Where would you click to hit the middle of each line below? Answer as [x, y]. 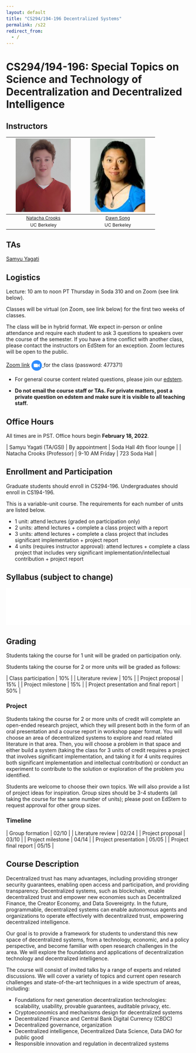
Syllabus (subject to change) [60, 577]
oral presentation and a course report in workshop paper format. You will [94, 731]
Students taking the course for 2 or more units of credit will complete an [93, 719]
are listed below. [26, 510]
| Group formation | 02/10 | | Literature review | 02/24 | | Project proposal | [96, 833]
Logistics [23, 277]
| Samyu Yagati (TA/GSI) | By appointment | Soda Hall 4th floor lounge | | [94, 447]
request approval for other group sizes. [53, 805]
